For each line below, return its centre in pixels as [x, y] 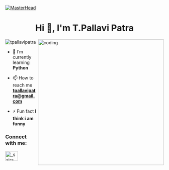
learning [21, 62]
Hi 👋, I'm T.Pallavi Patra [84, 28]
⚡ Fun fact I [24, 111]
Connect [16, 137]
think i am [23, 118]
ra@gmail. [24, 96]
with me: [16, 143]
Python [20, 67]
